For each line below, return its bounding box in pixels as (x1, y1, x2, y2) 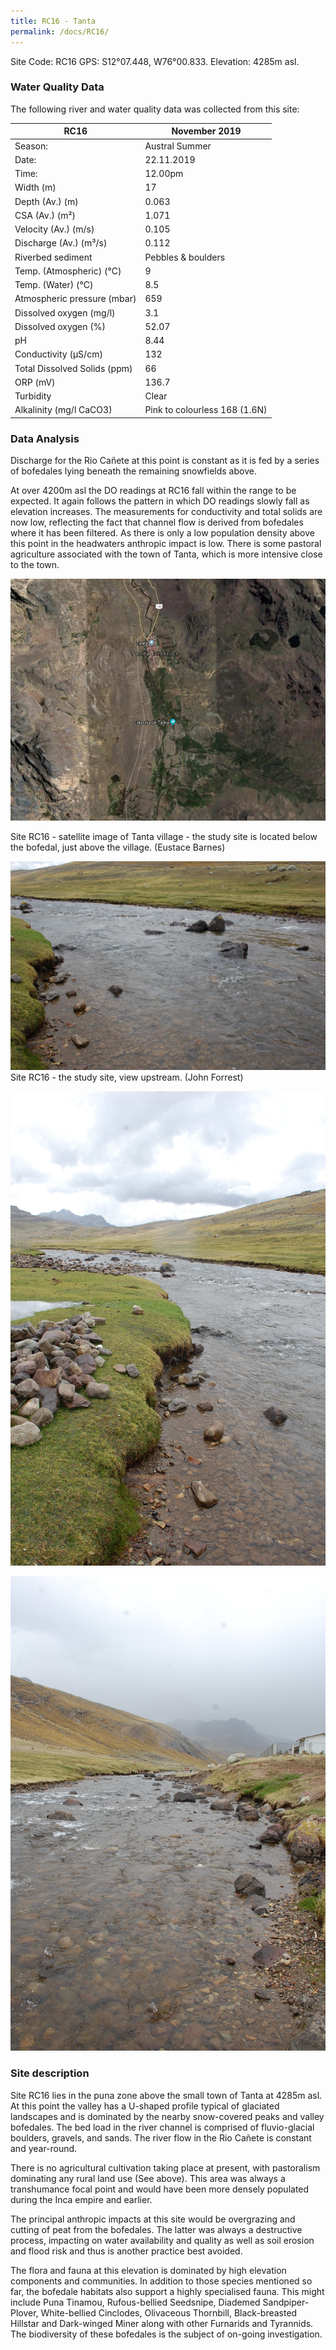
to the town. (10, 559, 60, 571)
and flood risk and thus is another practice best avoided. (10, 2245, 243, 2257)
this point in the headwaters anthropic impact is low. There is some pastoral (10, 538, 322, 550)
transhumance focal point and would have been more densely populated (10, 2183, 310, 2195)
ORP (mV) (14, 376, 56, 388)
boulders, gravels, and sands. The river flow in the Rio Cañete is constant (10, 2131, 312, 2144)
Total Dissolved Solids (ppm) (14, 362, 133, 374)
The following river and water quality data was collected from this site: (10, 103, 300, 115)
